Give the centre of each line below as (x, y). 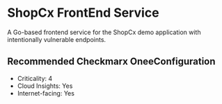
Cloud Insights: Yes (45, 86)
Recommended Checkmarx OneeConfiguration (111, 62)
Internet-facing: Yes (46, 93)
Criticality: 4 (35, 78)
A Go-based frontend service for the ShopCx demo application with (104, 32)
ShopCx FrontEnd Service (83, 13)
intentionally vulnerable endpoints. (57, 39)
